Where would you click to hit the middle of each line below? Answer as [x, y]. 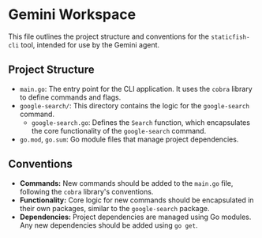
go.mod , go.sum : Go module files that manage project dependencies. [129, 139]
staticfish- [230, 37]
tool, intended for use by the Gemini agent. [90, 44]
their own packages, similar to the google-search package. [114, 208]
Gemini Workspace [72, 15]
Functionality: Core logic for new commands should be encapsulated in [137, 200]
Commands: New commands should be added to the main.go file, [126, 183]
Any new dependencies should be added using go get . [109, 225]
